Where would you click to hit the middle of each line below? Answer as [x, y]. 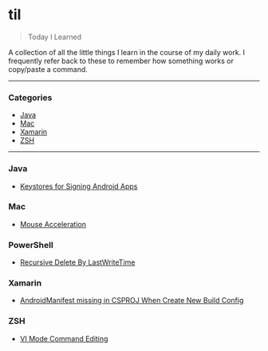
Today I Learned [55, 37]
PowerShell [31, 245]
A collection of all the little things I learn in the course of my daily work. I [127, 52]
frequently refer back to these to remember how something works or [121, 61]
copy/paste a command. [48, 69]
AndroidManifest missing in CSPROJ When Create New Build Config [132, 301]
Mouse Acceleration [53, 224]
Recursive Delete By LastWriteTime [77, 262]
